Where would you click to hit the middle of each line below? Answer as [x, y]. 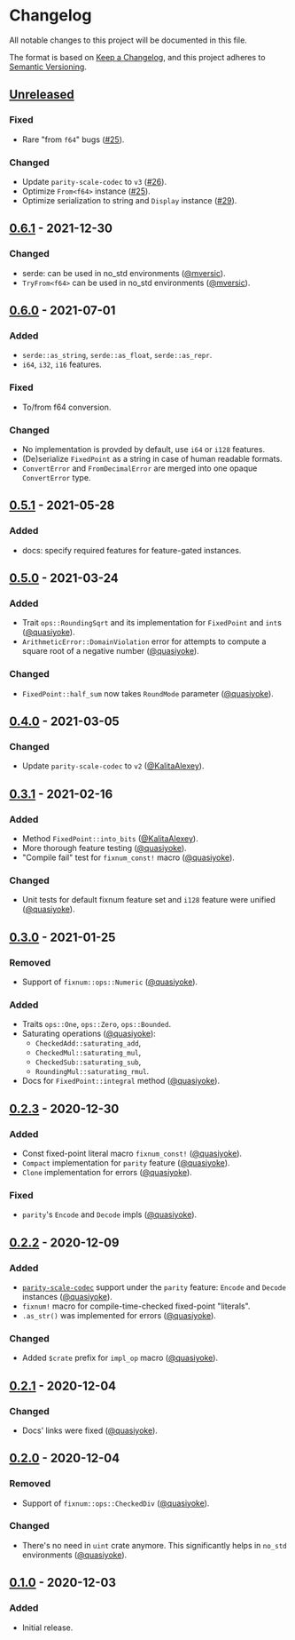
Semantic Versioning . [48, 67]
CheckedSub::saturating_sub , [88, 1062]
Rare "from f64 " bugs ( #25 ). [73, 139]
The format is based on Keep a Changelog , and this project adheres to [137, 57]
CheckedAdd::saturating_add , [88, 1043]
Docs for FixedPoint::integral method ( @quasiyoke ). [120, 1081]
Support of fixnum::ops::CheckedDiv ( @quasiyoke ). [116, 1503]
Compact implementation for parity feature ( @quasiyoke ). [126, 1162]
